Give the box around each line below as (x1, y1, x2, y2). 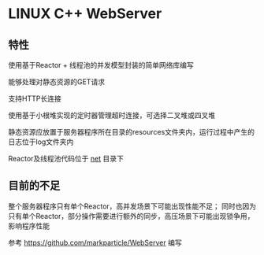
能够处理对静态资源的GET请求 (8, 77, 105, 87)
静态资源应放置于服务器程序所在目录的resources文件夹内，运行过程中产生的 (8, 128, 255, 136)
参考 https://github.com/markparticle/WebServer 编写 (8, 238, 183, 247)
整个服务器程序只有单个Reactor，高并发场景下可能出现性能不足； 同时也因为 (8, 201, 257, 211)
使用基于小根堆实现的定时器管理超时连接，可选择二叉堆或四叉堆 (8, 111, 215, 120)
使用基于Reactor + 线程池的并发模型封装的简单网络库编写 (8, 61, 195, 69)
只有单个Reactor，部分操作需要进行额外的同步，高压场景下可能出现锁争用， (8, 211, 255, 220)
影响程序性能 (8, 221, 50, 231)
